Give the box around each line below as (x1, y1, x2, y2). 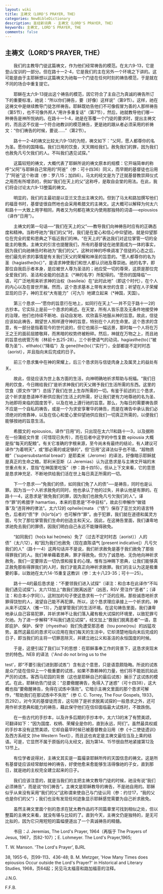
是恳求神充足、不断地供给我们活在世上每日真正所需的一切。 (5, 471, 124, 476)
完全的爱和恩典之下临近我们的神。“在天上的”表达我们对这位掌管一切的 (13, 235, 154, 241)
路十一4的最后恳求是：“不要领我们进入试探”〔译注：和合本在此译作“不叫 (13, 580, 158, 586)
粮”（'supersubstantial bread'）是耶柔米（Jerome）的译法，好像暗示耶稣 (5, 452, 152, 458)
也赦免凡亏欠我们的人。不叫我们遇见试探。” (5, 150, 90, 156)
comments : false (5, 30, 38, 34)
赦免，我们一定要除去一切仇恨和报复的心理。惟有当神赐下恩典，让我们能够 (5, 558, 154, 564)
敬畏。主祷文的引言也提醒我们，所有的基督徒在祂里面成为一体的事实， (17, 241, 158, 247)
